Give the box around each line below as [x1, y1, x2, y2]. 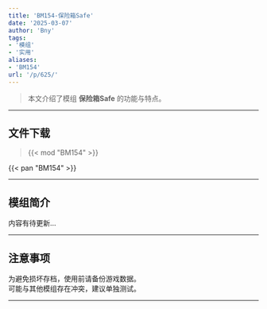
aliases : [8, 56, 37, 64]
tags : [8, 33, 26, 42]
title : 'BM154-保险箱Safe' [8, 11, 94, 20]
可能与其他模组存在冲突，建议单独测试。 [8, 284, 141, 294]
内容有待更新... [8, 218, 57, 228]
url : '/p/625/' [8, 71, 59, 79]
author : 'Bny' [8, 26, 56, 34]
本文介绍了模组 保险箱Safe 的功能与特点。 [27, 93, 166, 103]
